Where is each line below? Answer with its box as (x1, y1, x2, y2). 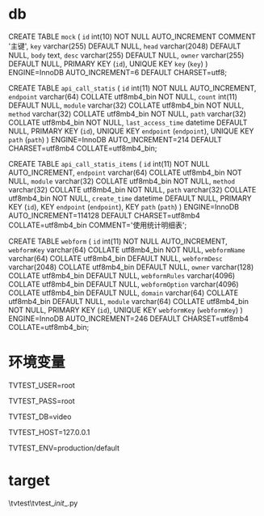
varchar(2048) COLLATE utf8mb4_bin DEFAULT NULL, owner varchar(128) (8, 262, 254, 272)
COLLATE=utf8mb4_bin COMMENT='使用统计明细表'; (8, 220, 187, 230)
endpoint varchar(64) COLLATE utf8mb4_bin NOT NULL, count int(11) (8, 91, 238, 101)
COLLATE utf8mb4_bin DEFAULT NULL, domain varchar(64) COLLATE (8, 288, 239, 298)
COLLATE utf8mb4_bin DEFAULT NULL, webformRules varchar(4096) (8, 270, 236, 280)
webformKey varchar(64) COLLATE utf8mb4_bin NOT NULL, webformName (8, 244, 245, 255)
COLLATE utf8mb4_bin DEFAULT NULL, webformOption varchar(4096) (8, 279, 240, 289)
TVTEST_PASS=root (8, 395, 75, 405)
